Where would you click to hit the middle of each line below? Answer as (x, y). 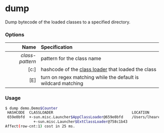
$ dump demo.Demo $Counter (31, 108)
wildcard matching (62, 83)
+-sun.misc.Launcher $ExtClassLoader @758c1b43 (81, 122)
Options (15, 35)
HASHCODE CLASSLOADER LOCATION (78, 113)
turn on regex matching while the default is (90, 77)
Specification (57, 47)
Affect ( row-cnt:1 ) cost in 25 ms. (40, 126)
